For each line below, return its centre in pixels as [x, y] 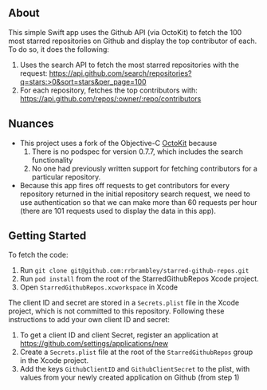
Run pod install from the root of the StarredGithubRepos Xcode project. [139, 279]
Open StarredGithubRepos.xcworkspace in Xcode [99, 287]
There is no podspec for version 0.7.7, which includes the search [137, 152]
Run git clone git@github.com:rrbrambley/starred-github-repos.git [134, 270]
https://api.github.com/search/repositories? [120, 73]
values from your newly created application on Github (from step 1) [130, 377]
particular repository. [66, 177]
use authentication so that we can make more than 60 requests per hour [138, 202]
